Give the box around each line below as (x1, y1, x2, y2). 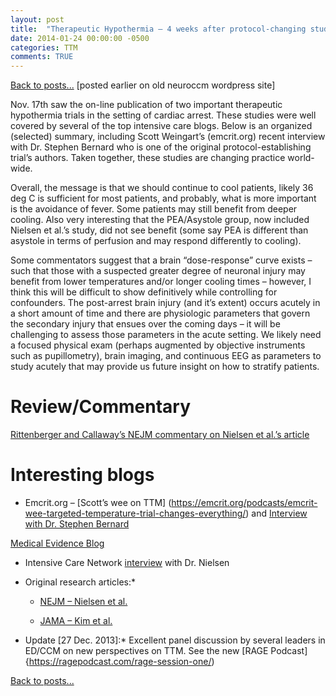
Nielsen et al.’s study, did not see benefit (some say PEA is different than (10, 224, 309, 236)
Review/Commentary (10, 396, 192, 418)
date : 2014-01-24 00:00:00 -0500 (10, 33, 150, 43)
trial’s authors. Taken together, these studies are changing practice (10, 152, 286, 164)
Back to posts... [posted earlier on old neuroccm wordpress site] (10, 79, 276, 91)
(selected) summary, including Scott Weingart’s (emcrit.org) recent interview (10, 131, 326, 143)
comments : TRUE (10, 52, 74, 62)
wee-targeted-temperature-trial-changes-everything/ (24, 507, 247, 519)
